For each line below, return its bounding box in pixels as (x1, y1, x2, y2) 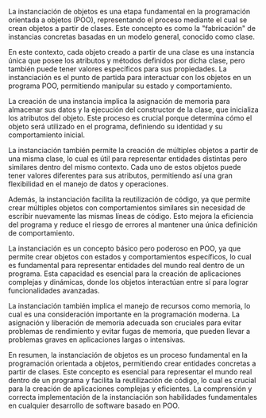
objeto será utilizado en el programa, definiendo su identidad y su (8, 122, 223, 131)
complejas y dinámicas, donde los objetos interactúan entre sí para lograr (8, 278, 249, 286)
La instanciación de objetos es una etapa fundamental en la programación (8, 7, 251, 16)
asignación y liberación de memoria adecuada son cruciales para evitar (8, 318, 242, 328)
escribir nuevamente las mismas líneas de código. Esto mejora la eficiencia (8, 212, 254, 221)
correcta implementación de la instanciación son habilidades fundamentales (8, 393, 258, 401)
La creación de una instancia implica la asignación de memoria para (8, 97, 230, 105)
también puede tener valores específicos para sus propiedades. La (8, 64, 228, 74)
